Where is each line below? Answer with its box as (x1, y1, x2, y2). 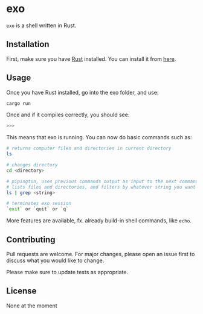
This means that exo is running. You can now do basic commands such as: (6, 134, 192, 141)
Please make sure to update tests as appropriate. (6, 269, 129, 275)
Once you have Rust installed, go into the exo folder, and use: (6, 89, 159, 96)
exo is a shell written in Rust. (6, 22, 77, 29)
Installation (6, 39, 50, 49)
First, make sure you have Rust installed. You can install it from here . (6, 55, 176, 62)
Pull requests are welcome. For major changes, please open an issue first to (6, 251, 195, 257)
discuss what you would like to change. (6, 257, 105, 264)
